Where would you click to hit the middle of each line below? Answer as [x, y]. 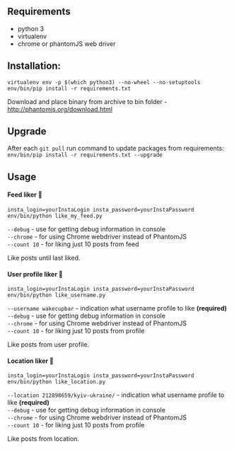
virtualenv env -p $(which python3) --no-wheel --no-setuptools [104, 82]
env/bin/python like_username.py [57, 295]
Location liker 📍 [31, 361]
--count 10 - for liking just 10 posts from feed [73, 244]
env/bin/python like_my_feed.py [55, 216]
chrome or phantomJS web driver [66, 44]
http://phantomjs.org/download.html [60, 109]
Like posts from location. [43, 439]
